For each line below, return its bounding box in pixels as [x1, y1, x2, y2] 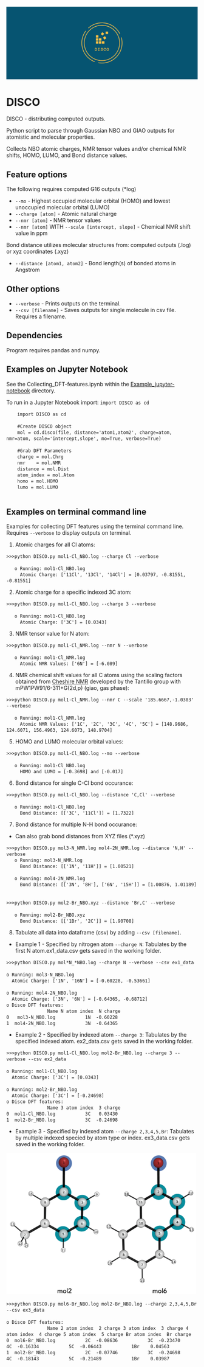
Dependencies [6, 330, 63, 341]
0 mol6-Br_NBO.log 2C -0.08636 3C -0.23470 [6, 1338, 181, 1344]
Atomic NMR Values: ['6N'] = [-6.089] [19, 661, 118, 667]
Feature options [6, 169, 68, 179]
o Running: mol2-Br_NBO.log [6, 1087, 78, 1093]
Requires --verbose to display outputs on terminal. [6, 529, 132, 537]
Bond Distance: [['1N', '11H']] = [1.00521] [19, 863, 135, 870]
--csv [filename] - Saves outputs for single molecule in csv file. [15, 307, 176, 314]
